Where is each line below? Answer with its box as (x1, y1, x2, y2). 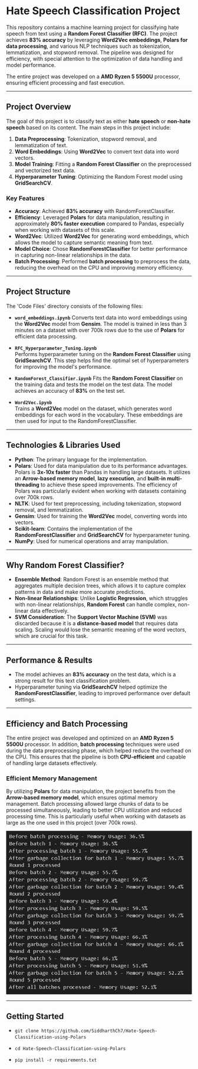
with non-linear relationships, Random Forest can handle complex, (14, 601, 177, 608)
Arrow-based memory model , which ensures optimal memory (6, 794, 158, 801)
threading (14, 481, 39, 488)
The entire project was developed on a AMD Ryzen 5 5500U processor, (6, 73, 181, 80)
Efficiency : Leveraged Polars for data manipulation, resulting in (14, 214, 169, 221)
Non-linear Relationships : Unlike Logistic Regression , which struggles (14, 595, 188, 602)
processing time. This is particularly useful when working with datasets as (6, 813, 186, 820)
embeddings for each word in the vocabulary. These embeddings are (14, 411, 183, 418)
